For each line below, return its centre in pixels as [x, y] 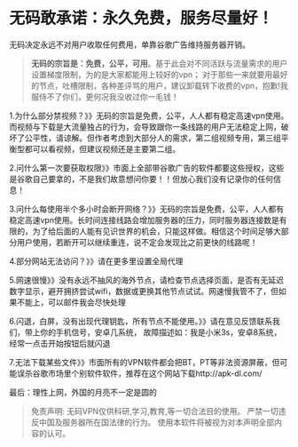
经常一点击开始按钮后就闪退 [60, 343]
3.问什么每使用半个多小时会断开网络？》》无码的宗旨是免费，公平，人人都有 [147, 209]
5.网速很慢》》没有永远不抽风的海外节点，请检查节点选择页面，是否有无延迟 [146, 280]
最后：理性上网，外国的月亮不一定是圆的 [83, 392]
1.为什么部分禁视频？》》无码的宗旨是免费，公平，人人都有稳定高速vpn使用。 [149, 116]
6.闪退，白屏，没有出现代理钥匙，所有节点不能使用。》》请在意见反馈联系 [141, 321]
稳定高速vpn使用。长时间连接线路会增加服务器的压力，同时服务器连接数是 [144, 220]
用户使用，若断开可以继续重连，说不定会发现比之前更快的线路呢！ [137, 242]
